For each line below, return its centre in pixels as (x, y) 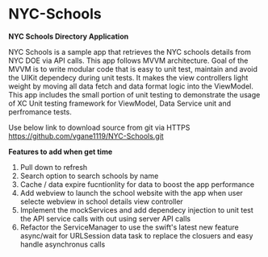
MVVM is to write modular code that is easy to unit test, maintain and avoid (133, 68)
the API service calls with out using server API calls (105, 218)
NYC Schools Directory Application (69, 36)
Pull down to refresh (54, 167)
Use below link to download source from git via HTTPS (99, 127)
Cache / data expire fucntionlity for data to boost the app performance (137, 184)
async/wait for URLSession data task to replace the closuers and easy (136, 235)
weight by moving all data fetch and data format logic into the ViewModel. (131, 86)
